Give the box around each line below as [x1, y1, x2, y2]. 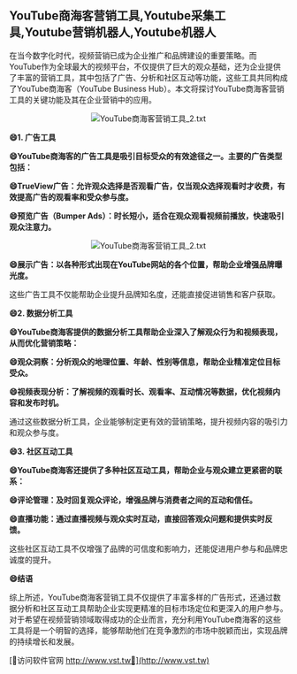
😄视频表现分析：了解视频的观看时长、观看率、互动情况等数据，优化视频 [9, 386, 273, 396]
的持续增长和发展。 [9, 636, 80, 647]
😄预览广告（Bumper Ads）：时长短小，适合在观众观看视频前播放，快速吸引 [9, 211, 285, 221]
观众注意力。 [9, 221, 56, 232]
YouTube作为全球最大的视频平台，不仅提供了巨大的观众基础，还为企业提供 [9, 61, 281, 72]
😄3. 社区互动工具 [9, 446, 73, 456]
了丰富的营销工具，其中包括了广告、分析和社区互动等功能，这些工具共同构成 [9, 72, 288, 82]
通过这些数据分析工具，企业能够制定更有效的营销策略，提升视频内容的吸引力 [9, 416, 288, 426]
